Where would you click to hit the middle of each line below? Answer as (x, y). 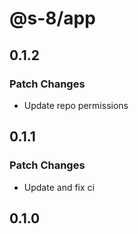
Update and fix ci (59, 187)
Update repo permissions (76, 105)
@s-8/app (52, 18)
